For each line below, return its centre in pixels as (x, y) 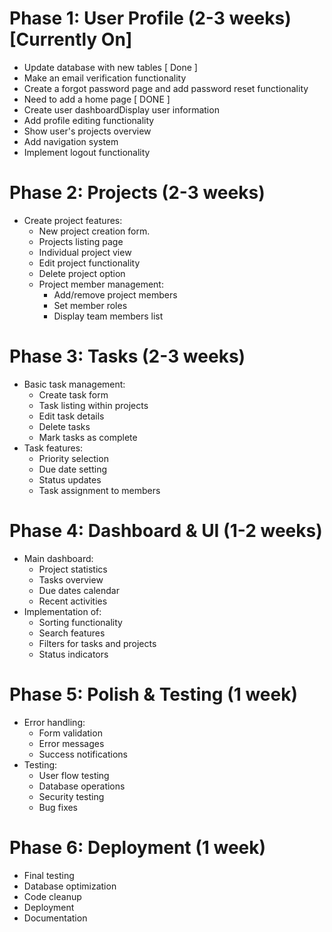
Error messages (71, 743)
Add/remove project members (115, 294)
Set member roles (90, 305)
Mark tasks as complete (88, 437)
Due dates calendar (79, 590)
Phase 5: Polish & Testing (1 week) (153, 694)
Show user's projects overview (87, 131)
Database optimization (70, 886)
